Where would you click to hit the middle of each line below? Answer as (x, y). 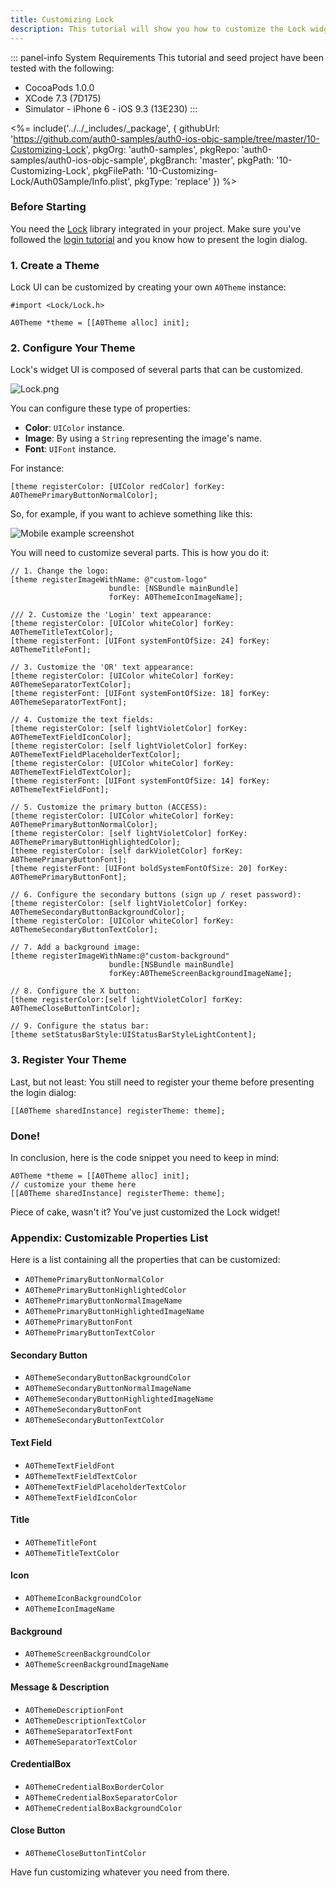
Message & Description (60, 1687)
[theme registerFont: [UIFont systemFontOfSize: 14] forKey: (140, 781)
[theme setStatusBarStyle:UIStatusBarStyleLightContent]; (133, 1035)
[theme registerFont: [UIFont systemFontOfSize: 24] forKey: (140, 641)
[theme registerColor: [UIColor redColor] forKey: (118, 487)
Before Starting (48, 207)
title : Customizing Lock (62, 19)
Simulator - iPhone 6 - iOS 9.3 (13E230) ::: (111, 108)
